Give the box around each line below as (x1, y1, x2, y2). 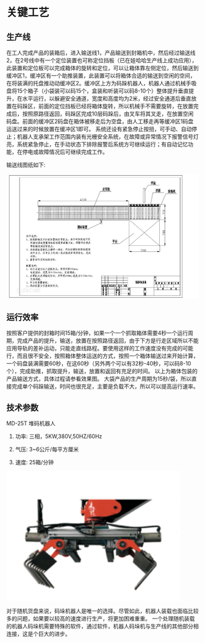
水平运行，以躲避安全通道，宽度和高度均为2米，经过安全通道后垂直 (22, 95, 192, 102)
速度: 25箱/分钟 (15, 459, 54, 466)
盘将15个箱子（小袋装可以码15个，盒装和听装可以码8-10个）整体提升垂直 (6, 87, 189, 95)
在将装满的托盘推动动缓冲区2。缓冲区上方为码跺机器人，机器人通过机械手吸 (6, 80, 197, 87)
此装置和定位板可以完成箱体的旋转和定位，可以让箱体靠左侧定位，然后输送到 (6, 65, 199, 71)
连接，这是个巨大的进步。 (6, 630, 71, 638)
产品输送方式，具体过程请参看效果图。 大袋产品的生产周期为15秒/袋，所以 (6, 375, 192, 383)
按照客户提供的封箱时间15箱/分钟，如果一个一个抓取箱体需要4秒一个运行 (6, 329, 189, 337)
